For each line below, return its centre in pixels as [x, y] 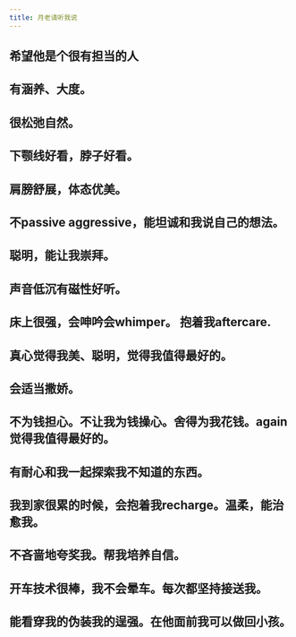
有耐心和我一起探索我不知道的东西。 [109, 472]
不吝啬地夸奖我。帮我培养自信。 [97, 555]
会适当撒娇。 [45, 388]
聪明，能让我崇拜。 [62, 256]
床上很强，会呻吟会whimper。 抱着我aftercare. [140, 322]
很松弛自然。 [45, 122]
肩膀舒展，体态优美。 [68, 189]
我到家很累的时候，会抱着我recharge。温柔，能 [141, 506]
